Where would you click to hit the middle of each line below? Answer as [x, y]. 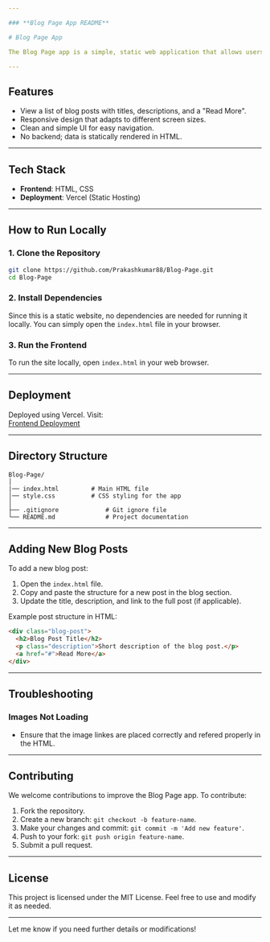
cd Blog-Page [30, 277]
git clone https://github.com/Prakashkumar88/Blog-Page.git [111, 270]
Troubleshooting [51, 694]
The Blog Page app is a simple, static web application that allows [125, 52]
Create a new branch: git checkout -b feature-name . [108, 820]
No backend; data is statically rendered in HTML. [101, 137]
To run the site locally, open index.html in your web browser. [109, 362]
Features [31, 91]
